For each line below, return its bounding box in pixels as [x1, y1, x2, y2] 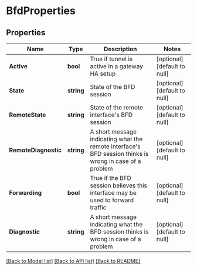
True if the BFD [90, 174, 132, 182]
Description [103, 45, 137, 53]
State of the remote [90, 104, 144, 111]
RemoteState [9, 111, 46, 119]
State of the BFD [90, 83, 135, 91]
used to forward [90, 196, 134, 204]
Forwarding [9, 189, 42, 196]
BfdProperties [6, 4, 76, 18]
